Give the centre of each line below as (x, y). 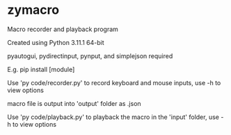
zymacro (33, 10)
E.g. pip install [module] (41, 69)
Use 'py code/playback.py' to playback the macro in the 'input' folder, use (113, 117)
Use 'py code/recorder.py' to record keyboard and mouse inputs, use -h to (114, 82)
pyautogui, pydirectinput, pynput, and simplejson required (90, 56)
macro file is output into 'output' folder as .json (74, 103)
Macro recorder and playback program (63, 29)
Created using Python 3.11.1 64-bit (56, 42)
